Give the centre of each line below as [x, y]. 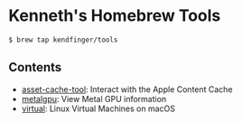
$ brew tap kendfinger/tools [63, 40]
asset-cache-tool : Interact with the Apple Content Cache [127, 89]
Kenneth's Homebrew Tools [115, 16]
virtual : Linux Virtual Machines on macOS [98, 108]
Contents [35, 67]
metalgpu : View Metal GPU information [94, 99]
